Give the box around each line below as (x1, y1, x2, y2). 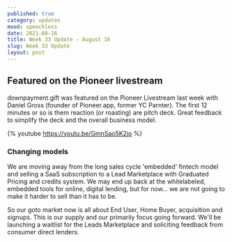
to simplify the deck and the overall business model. (7, 116, 157, 124)
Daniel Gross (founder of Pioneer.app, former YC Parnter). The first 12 (7, 100, 208, 109)
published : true (7, 10, 54, 17)
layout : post (7, 50, 45, 56)
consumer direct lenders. (7, 227, 79, 236)
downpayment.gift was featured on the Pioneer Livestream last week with (7, 93, 218, 102)
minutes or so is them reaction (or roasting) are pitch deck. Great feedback (7, 108, 222, 116)
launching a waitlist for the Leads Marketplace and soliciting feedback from (7, 220, 224, 229)
